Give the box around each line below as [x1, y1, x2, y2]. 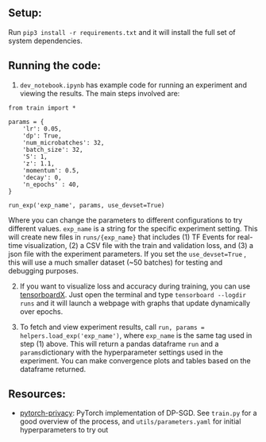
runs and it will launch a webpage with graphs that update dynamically [19, 298, 251, 308]
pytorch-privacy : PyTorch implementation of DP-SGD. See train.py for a [19, 409, 257, 418]
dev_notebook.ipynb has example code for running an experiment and [19, 79, 248, 90]
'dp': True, [22, 131, 62, 140]
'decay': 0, [22, 173, 62, 181]
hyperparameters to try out [19, 425, 109, 435]
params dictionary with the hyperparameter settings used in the [19, 347, 224, 357]
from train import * [8, 103, 77, 112]
